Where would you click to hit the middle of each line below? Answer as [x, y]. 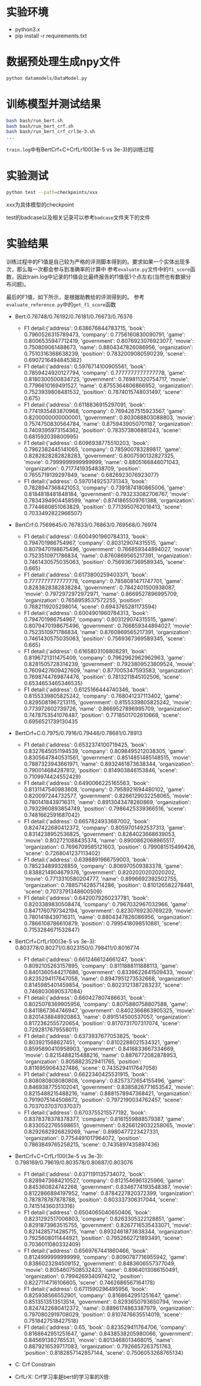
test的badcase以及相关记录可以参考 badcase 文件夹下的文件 [78, 217]
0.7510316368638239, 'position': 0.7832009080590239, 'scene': [105, 353]
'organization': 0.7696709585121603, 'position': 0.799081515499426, [109, 847]
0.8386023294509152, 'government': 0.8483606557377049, [100, 1263]
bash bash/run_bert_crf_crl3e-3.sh [51, 132]
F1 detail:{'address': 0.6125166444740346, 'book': [86, 689]
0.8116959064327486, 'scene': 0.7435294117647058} [91, 1068]
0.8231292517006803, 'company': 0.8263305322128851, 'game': [104, 1218]
